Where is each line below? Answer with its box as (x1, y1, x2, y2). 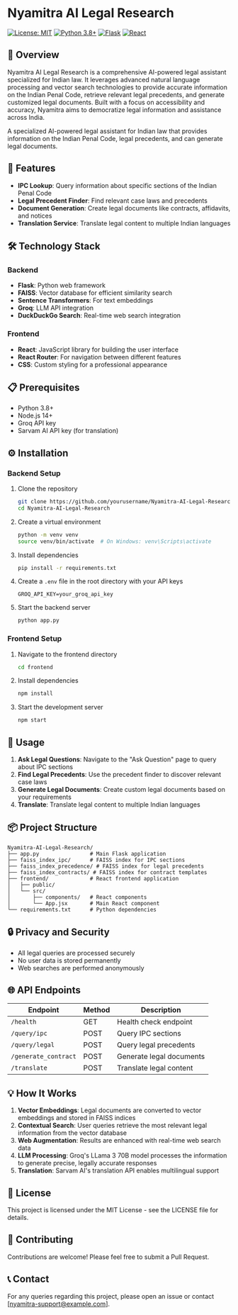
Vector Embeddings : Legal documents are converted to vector (17, 1106, 202, 1114)
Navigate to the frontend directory (17, 650, 118, 659)
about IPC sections (17, 763, 73, 771)
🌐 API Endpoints (7, 984, 81, 997)
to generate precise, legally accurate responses (17, 1159, 157, 1168)
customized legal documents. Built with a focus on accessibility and (7, 98, 205, 106)
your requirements (17, 793, 72, 802)
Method (83, 1005, 110, 1015)
